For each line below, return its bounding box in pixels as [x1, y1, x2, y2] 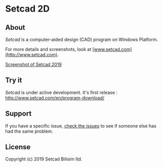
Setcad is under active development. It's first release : [5, 89, 118, 95]
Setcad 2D [5, 3, 50, 15]
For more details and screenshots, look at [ [5, 46, 94, 52]
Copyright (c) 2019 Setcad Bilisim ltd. [5, 156, 82, 162]
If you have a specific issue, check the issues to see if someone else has [5, 123, 156, 129]
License [5, 143, 31, 151]
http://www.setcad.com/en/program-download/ [5, 94, 104, 101]
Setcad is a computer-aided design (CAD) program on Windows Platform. [5, 36, 158, 42]
